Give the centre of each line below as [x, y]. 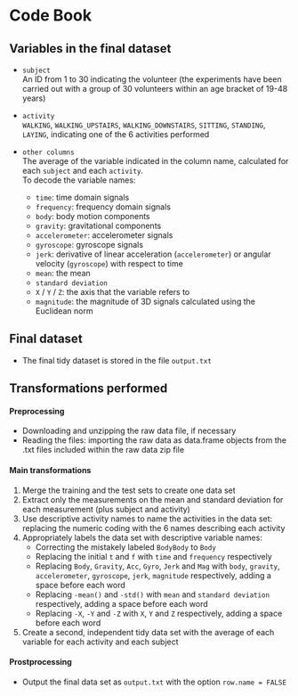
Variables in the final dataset [90, 49]
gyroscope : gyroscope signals [89, 245]
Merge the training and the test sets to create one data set [129, 490]
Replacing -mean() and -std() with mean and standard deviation [152, 594]
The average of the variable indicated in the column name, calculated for [155, 161]
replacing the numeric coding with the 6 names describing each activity [153, 528]
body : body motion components [93, 216]
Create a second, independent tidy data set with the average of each [148, 632]
